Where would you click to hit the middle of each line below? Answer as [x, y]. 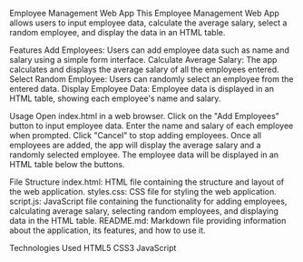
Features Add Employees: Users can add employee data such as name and [150, 50]
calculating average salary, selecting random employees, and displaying [144, 211]
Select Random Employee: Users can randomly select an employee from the [151, 79]
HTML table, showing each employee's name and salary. [115, 98]
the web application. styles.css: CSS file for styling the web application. [143, 191]
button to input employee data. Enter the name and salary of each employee [151, 126]
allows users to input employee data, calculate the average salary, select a [148, 23]
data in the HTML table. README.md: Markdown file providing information [148, 221]
